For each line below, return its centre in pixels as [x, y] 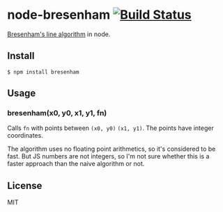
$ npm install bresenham [43, 72]
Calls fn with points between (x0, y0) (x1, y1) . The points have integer [110, 128]
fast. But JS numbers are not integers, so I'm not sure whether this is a [108, 156]
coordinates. [25, 136]
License [25, 185]
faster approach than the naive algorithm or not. [76, 164]
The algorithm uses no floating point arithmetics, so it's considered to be [111, 149]
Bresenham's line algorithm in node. [59, 34]
